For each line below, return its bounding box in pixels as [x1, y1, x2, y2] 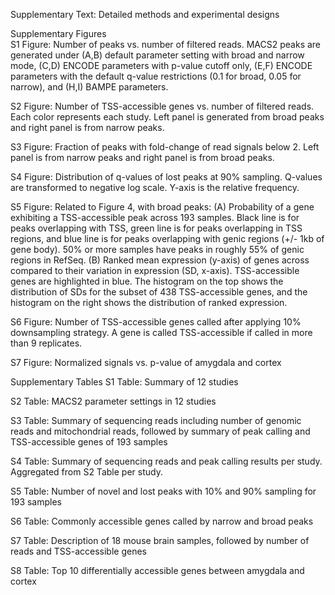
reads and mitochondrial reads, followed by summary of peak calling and [10, 425, 311, 437]
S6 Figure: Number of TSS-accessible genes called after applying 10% [10, 316, 302, 328]
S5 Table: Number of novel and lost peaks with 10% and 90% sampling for [10, 485, 317, 497]
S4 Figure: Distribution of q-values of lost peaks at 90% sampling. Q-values [10, 171, 323, 183]
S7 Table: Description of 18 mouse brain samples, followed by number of [10, 535, 310, 546]
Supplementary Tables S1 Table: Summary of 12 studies [10, 376, 239, 388]
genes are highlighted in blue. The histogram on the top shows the [10, 275, 284, 287]
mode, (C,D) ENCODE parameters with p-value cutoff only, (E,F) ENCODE [10, 60, 313, 71]
